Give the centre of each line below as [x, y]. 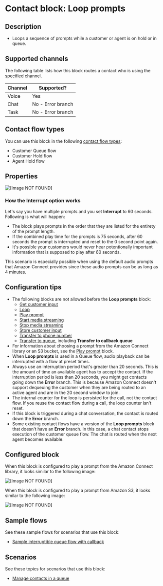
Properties [21, 176]
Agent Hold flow [28, 161]
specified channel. [24, 76]
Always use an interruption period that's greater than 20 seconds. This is [85, 367]
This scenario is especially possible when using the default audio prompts [79, 261]
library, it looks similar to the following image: [50, 472]
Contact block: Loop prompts [65, 9]
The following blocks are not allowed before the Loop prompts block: [81, 299]
